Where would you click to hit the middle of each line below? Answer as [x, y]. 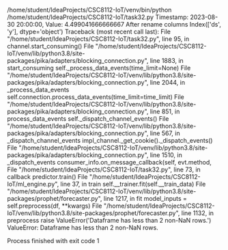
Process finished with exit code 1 [53, 241]
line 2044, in [168, 82]
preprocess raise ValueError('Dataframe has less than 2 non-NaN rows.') [109, 220]
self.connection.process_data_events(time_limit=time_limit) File [96, 97]
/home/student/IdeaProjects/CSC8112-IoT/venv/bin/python [89, 10]
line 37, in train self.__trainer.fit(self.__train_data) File [133, 184]
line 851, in [165, 111]
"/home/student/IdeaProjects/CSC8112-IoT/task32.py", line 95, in [98, 39]
